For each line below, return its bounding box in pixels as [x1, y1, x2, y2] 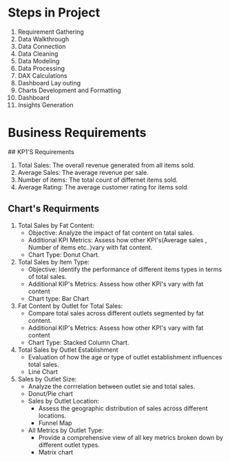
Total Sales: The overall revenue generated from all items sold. [17, 160, 196, 169]
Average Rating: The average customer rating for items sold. [17, 182, 189, 191]
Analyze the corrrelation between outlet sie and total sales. [28, 382, 196, 390]
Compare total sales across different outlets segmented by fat [28, 308, 204, 317]
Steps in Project [8, 5, 101, 21]
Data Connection [17, 42, 66, 50]
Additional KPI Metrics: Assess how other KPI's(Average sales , [28, 235, 207, 244]
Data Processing [17, 64, 65, 72]
